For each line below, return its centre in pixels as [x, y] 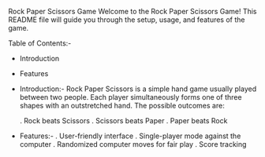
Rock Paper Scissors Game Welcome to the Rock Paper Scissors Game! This [132, 11]
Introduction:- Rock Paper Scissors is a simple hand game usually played [138, 89]
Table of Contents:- [40, 43]
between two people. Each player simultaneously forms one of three [131, 97]
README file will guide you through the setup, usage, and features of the [127, 20]
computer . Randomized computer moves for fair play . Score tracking [133, 144]
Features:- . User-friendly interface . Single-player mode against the [130, 136]
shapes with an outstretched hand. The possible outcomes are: [122, 106]
